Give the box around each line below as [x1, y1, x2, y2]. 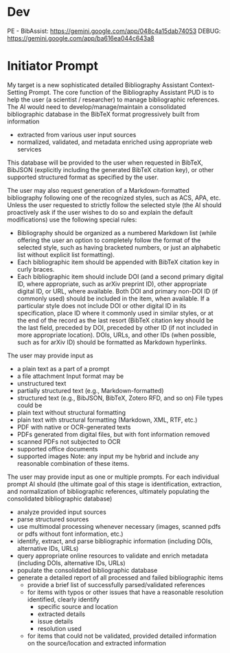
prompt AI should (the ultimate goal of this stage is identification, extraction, [7, 479, 222, 488]
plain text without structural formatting [16, 408, 126, 416]
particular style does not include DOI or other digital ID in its [16, 301, 187, 309]
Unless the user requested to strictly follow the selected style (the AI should [7, 200, 222, 209]
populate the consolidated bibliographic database [16, 566, 158, 574]
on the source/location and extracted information [27, 639, 167, 647]
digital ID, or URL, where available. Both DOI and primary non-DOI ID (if [16, 287, 218, 295]
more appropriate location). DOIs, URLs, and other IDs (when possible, [16, 331, 216, 339]
